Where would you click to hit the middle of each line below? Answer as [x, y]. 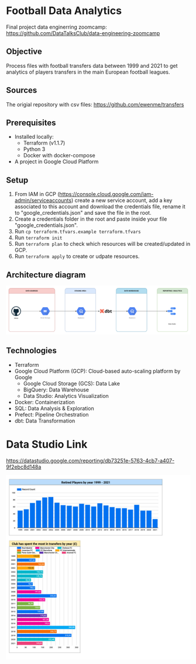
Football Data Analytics [64, 11]
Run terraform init [38, 238]
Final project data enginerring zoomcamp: [56, 27]
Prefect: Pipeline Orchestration [51, 414]
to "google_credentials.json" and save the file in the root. [83, 213]
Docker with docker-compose [59, 156]
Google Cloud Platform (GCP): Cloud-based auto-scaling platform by [97, 371]
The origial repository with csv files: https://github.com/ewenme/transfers [95, 104]
